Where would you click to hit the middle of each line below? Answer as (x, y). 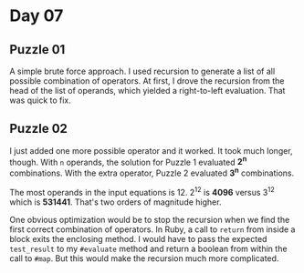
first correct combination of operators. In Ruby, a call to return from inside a (152, 229)
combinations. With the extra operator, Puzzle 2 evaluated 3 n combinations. (152, 172)
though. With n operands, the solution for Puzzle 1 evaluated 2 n (128, 161)
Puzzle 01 (37, 50)
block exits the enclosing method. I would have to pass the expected (138, 238)
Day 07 (37, 16)
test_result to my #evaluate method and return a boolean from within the (148, 248)
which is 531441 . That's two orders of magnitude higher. (115, 202)
